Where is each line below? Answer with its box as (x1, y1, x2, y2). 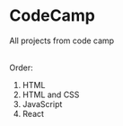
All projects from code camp (9, 35, 115, 46)
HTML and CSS (22, 89, 80, 100)
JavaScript (22, 98, 63, 109)
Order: (9, 62, 33, 73)
